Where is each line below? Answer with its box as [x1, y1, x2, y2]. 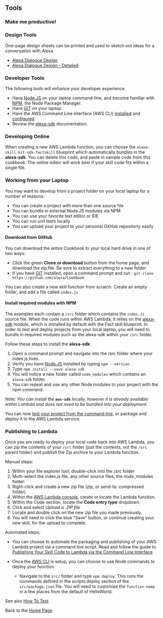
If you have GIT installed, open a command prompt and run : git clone [12, 270, 154, 276]
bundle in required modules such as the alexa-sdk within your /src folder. [5, 331, 153, 337]
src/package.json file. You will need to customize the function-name [19, 583, 155, 589]
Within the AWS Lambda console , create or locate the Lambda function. [12, 494, 156, 500]
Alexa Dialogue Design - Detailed [12, 62, 79, 68]
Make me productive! [5, 18, 56, 25]
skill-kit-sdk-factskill [5, 150, 55, 155]
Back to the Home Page [5, 608, 53, 614]
